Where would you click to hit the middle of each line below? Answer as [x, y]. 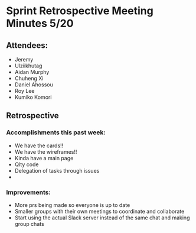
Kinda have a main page [44, 158]
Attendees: [27, 45]
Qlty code [27, 164]
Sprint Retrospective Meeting [80, 11]
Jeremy [24, 59]
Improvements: [29, 192]
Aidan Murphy [32, 72]
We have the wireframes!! [46, 151]
